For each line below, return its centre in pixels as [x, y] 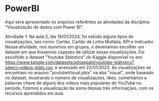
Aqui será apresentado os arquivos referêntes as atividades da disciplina [77, 22]
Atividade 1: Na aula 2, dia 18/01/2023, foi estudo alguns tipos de [69, 36]
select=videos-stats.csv [29, 67]
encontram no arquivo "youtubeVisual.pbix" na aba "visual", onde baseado [79, 72]
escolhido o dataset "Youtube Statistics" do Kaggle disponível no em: [74, 57]
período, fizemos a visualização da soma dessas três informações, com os [79, 88]
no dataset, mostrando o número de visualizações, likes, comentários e [76, 78]
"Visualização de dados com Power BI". [44, 27]
